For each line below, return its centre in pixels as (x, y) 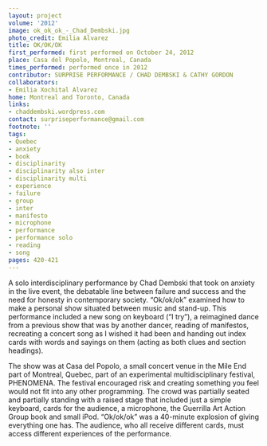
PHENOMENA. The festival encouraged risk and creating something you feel (133, 382)
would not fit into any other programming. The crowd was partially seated (129, 391)
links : (19, 104)
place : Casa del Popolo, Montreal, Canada (80, 61)
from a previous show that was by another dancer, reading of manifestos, (129, 325)
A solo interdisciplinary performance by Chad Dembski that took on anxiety (132, 283)
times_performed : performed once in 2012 (78, 68)
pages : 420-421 (33, 260)
